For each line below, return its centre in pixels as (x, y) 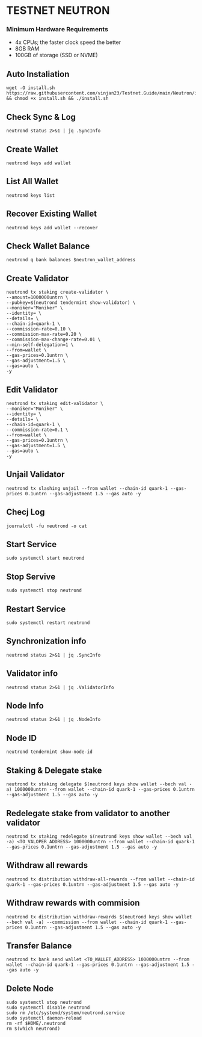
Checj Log (26, 512)
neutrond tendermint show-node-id (50, 752)
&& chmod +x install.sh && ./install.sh (58, 99)
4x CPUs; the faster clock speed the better (68, 42)
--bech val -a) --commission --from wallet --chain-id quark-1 (87, 922)
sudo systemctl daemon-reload (44, 1018)
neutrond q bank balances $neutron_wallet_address (71, 260)
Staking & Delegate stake (54, 770)
